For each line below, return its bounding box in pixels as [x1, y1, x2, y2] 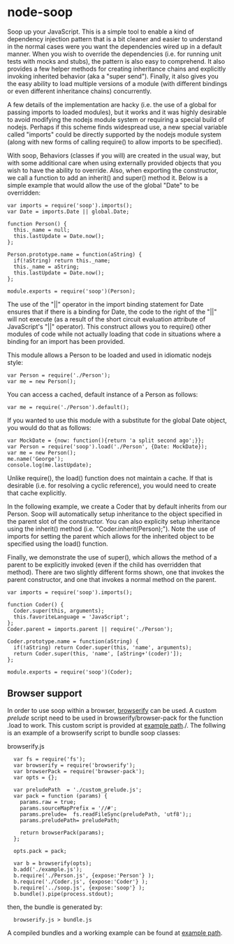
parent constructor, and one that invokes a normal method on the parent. [7, 575, 217, 583]
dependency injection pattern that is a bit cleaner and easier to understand [7, 34, 222, 43]
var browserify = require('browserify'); [13, 761, 136, 769]
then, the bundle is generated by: [7, 903, 103, 911]
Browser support [7, 688, 82, 700]
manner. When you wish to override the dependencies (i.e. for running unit [7, 50, 222, 58]
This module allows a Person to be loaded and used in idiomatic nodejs [7, 351, 212, 359]
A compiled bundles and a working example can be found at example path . [7, 929, 223, 937]
